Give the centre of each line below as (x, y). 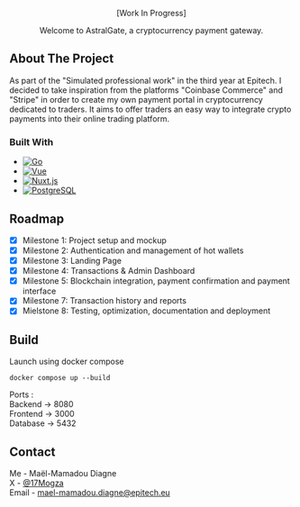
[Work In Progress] (151, 13)
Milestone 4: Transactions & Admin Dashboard (109, 271)
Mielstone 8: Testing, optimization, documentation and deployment (146, 311)
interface (39, 291)
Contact (32, 452)
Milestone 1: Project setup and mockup (94, 240)
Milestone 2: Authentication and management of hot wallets (133, 250)
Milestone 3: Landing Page (72, 261)
